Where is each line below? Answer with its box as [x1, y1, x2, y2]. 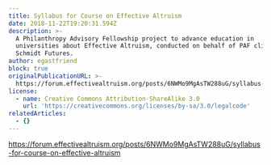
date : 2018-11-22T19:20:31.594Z [8, 19, 117, 27]
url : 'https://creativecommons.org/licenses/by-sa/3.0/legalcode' [23, 102, 251, 110]
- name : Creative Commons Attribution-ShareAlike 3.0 [15, 95, 200, 103]
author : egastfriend [8, 57, 78, 66]
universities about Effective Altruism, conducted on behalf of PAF [15, 42, 251, 50]
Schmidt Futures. [15, 49, 74, 57]
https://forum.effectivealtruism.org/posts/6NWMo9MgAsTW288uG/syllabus [8, 139, 261, 149]
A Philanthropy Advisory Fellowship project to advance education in [15, 34, 254, 43]
